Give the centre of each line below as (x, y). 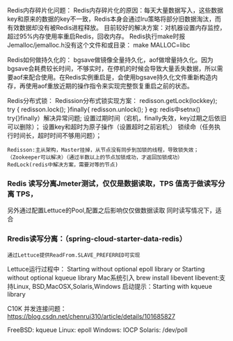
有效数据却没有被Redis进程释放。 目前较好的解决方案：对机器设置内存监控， (116, 27)
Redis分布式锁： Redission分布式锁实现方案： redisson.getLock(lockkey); (112, 101)
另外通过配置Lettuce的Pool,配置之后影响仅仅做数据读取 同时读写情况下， (111, 210)
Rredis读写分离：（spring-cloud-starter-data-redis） (97, 239)
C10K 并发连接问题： (37, 308)
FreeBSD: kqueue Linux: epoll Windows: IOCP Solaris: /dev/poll (97, 330)
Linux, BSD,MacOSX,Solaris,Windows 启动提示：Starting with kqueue (112, 286)
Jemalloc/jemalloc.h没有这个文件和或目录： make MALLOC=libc (99, 45)
